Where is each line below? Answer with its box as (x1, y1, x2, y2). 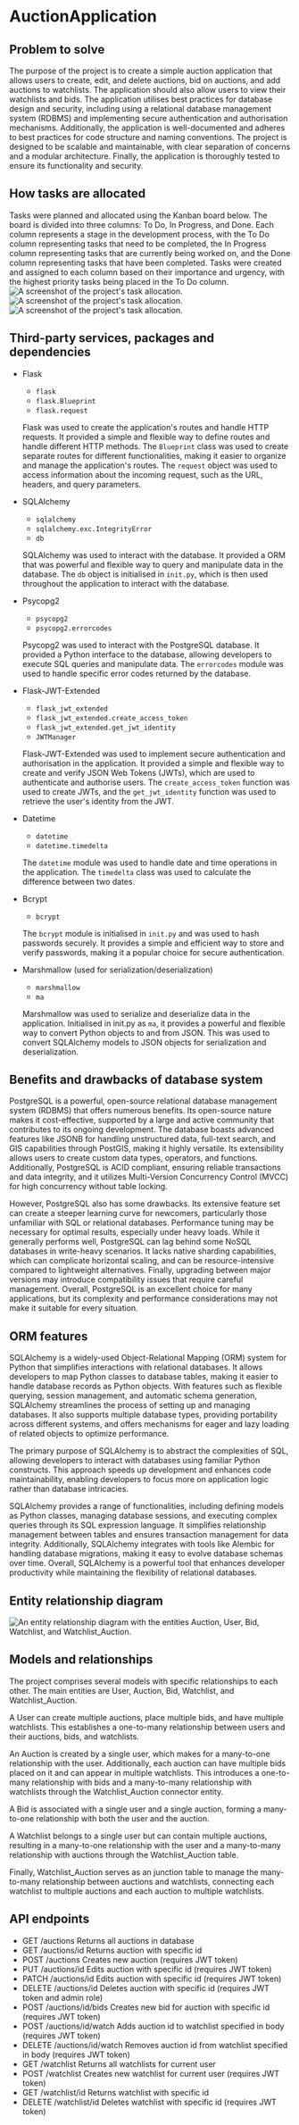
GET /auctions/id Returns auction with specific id (21, 1945, 203, 1955)
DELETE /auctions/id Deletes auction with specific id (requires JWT (21, 1982, 270, 1993)
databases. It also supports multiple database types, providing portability (9, 1409, 278, 1421)
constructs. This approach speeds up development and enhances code (9, 1464, 272, 1475)
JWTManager (35, 732, 77, 742)
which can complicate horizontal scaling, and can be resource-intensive (9, 1255, 275, 1266)
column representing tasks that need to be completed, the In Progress (9, 238, 267, 249)
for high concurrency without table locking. (9, 1181, 168, 1192)
